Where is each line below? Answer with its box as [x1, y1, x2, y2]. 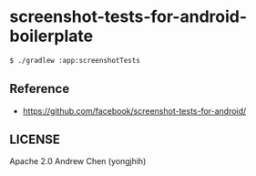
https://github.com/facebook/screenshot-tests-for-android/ [22, 105, 247, 116]
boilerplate [9, 26, 94, 47]
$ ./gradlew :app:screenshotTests [9, 56, 141, 65]
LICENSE [9, 132, 61, 148]
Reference [9, 81, 70, 97]
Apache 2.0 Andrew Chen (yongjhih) [9, 156, 147, 167]
